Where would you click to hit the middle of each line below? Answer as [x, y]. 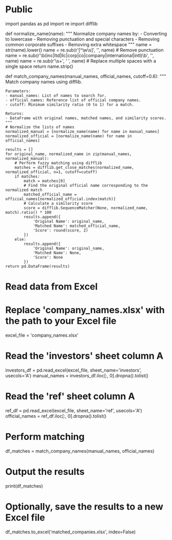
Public [19, 9]
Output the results [45, 472]
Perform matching [45, 437]
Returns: [15, 113]
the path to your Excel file [61, 321]
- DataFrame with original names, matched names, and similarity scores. [86, 118]
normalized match [24, 190]
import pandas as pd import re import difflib [52, 24]
